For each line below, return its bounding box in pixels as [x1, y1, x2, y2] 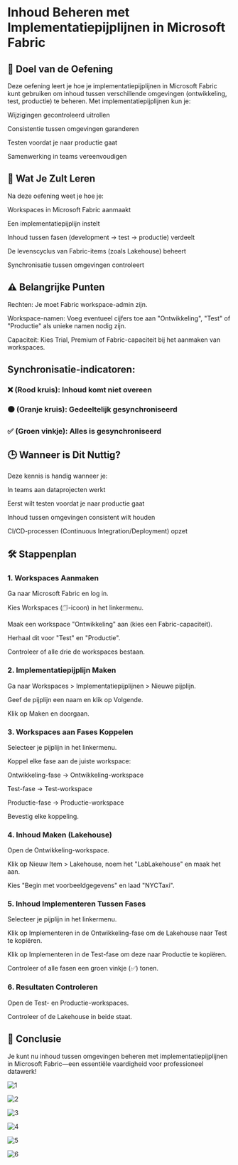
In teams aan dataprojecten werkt [7, 485, 106, 493]
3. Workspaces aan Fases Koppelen [7, 727, 134, 737]
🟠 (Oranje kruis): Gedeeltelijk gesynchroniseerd [7, 404, 178, 414]
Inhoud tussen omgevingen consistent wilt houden [7, 513, 156, 521]
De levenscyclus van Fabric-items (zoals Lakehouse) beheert [7, 246, 187, 255]
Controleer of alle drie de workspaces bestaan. [7, 647, 146, 656]
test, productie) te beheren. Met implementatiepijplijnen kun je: [7, 97, 191, 105]
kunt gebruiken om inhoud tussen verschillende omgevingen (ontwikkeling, [7, 90, 227, 98]
